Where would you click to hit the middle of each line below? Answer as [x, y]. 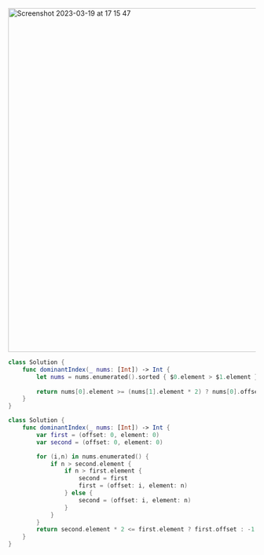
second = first [103, 479]
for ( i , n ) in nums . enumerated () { [93, 456]
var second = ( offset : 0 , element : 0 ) [100, 442]
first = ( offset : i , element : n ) [133, 486]
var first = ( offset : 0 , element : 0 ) [98, 435]
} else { [78, 493]
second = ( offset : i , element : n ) [135, 500]
